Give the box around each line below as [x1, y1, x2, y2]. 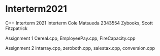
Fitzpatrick [5, 25, 28, 31]
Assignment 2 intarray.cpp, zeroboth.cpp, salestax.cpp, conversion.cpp [5, 45, 155, 51]
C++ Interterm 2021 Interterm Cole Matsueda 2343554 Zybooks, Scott [5, 20, 153, 26]
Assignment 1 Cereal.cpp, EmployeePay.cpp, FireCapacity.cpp [5, 35, 136, 41]
